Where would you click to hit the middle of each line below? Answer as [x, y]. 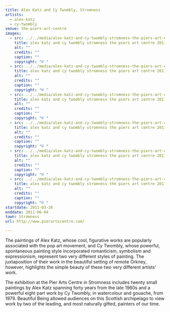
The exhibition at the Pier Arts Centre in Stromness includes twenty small [81, 282]
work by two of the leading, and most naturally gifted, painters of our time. [83, 304]
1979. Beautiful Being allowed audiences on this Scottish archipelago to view [85, 298]
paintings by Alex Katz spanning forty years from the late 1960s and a [78, 288]
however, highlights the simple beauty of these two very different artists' [81, 267]
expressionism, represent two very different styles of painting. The [75, 256]
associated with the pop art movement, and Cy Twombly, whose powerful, [83, 246]
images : [13, 33]
